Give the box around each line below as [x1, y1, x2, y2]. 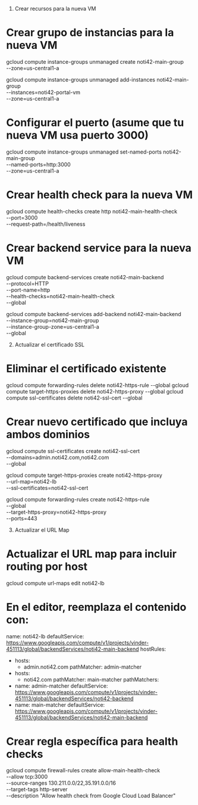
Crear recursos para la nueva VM [14, 5, 96, 12]
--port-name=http [6, 286, 51, 294]
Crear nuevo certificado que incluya [6, 415, 188, 428]
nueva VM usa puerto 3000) [6, 129, 149, 142]
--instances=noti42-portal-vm [6, 89, 81, 96]
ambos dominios [6, 428, 90, 441]
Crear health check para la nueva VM [6, 188, 193, 202]
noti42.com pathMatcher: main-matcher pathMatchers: [23, 676, 159, 683]
